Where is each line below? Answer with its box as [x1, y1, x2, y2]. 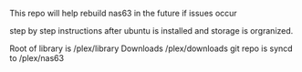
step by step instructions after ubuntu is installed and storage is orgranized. [9, 26, 294, 36]
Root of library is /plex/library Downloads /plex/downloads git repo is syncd [9, 43, 294, 54]
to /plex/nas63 [9, 53, 65, 63]
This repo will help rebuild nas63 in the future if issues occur [9, 8, 237, 18]
